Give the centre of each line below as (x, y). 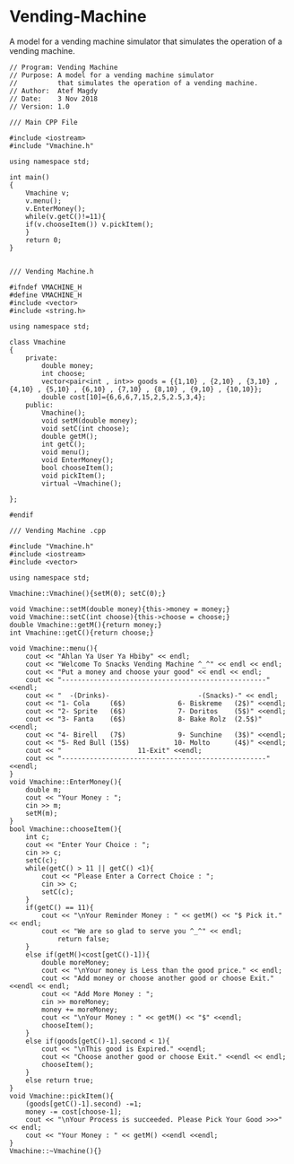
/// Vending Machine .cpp (57, 530)
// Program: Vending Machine (64, 67)
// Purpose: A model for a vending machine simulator (112, 75)
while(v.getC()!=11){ (65, 216)
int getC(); (64, 444)
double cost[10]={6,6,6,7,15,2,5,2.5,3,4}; (124, 397)
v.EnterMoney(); (56, 208)
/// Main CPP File (43, 122)
